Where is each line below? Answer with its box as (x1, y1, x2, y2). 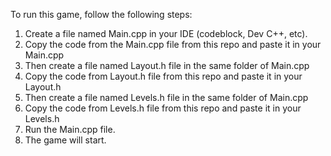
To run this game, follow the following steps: (10, 9, 193, 20)
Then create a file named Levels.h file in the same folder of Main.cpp (24, 92, 309, 103)
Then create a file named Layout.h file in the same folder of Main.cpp (24, 60, 310, 71)
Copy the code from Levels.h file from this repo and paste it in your (24, 102, 302, 114)
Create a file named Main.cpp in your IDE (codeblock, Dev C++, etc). (24, 28, 308, 39)
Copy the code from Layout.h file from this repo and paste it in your (24, 70, 303, 82)
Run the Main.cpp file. (24, 124, 116, 135)
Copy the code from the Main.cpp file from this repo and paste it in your (24, 39, 322, 50)
